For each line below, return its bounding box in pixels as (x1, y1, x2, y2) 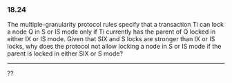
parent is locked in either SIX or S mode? (7, 49, 123, 58)
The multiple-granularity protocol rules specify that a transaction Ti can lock (7, 21, 224, 29)
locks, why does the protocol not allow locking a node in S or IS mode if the (7, 43, 222, 51)
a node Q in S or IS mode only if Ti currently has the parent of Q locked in (7, 27, 216, 36)
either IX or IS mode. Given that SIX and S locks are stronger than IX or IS (7, 35, 215, 43)
